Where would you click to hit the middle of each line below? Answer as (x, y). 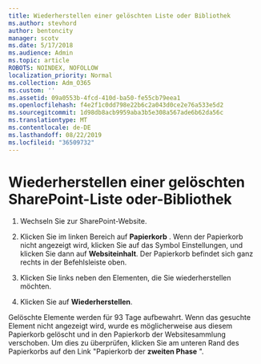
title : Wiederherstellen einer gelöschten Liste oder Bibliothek (119, 16)
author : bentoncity (41, 30)
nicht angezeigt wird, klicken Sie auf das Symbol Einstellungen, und (131, 245)
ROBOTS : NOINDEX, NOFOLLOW (53, 68)
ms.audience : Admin (41, 53)
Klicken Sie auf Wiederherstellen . (76, 302)
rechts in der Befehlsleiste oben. (73, 262)
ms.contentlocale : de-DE (50, 127)
